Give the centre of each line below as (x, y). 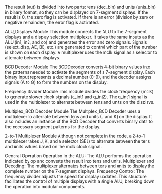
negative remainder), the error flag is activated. (52, 22)
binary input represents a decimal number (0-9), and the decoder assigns (78, 77)
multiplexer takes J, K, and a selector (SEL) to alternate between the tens (78, 141)
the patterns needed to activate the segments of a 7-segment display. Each (80, 72)
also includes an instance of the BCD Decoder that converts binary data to (79, 121)
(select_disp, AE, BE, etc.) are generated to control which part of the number (81, 47)
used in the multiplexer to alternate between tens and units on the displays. (80, 102)
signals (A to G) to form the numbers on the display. (56, 82)
